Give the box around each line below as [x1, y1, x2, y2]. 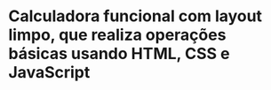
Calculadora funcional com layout [8, 6, 263, 26]
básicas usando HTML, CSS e [8, 44, 230, 64]
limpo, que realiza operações [8, 25, 227, 45]
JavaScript [8, 63, 91, 83]
